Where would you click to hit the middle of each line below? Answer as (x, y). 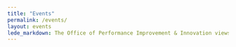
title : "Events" (31, 13)
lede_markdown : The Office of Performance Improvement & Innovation (110, 33)
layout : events (29, 26)
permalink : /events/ (38, 20)
